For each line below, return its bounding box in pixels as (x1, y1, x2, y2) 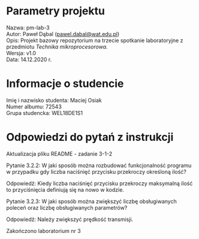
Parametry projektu (6, 4, 105, 18)
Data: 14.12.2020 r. (6, 56, 52, 63)
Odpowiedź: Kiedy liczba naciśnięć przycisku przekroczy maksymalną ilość (6, 180, 193, 187)
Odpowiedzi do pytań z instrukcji (6, 131, 174, 144)
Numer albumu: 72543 (6, 103, 62, 110)
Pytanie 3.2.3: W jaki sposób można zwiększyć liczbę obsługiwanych (6, 198, 177, 205)
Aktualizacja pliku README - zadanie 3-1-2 (6, 150, 113, 157)
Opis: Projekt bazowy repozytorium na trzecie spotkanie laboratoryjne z (6, 37, 183, 44)
